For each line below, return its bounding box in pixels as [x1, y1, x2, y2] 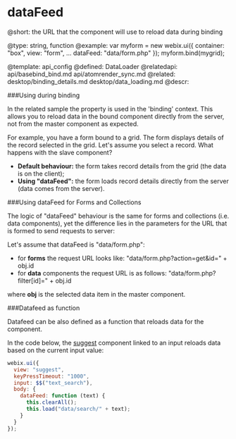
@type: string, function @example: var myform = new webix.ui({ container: [7, 41, 225, 49]
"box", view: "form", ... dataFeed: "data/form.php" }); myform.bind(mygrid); [7, 49, 225, 57]
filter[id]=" [17, 276, 48, 285]
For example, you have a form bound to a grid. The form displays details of [7, 133, 224, 142]
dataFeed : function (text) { [20, 392, 106, 400]
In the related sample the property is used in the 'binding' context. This [7, 104, 213, 113]
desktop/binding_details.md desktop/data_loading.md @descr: [7, 77, 190, 85]
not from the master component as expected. [7, 119, 139, 128]
